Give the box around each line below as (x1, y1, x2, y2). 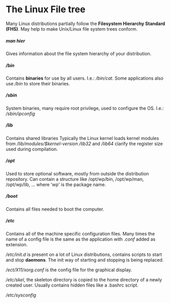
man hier (6, 37, 25, 44)
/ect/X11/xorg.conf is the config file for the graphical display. (6, 267, 132, 273)
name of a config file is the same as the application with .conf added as (6, 236, 156, 242)
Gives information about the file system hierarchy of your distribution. (6, 50, 152, 57)
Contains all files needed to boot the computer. (6, 206, 104, 212)
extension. (6, 241, 28, 247)
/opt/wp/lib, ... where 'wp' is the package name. (6, 181, 106, 188)
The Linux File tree (6, 4, 86, 15)
